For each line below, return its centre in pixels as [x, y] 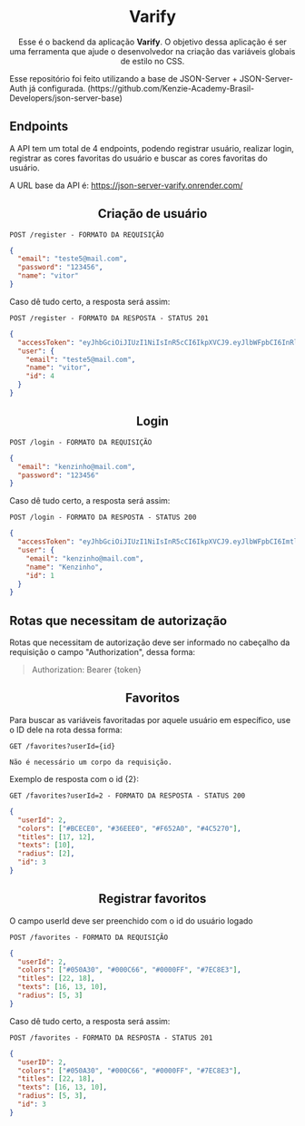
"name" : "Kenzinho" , [64, 567]
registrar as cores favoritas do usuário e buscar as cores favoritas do [138, 158]
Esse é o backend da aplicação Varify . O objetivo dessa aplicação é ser [152, 42]
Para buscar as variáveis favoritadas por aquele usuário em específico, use [150, 720]
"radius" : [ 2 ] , [46, 854]
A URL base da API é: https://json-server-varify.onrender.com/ [126, 185]
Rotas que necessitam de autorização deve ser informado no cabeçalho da [150, 642]
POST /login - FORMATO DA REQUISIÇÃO [81, 442]
